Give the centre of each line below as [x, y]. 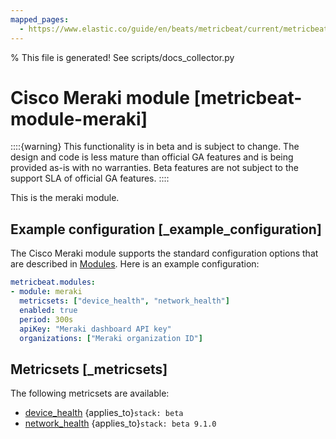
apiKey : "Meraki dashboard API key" [95, 329]
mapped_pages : [40, 19]
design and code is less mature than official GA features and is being [152, 157]
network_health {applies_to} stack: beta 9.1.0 [120, 423]
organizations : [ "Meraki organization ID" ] [111, 338]
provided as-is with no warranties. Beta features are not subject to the [154, 168]
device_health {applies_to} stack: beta [104, 413]
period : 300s [46, 319]
